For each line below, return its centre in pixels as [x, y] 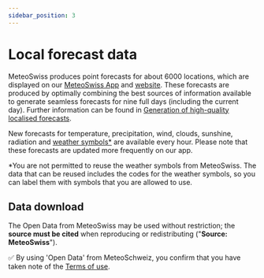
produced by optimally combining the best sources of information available [130, 93]
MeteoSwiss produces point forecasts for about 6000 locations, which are [129, 76]
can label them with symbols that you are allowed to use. [100, 182]
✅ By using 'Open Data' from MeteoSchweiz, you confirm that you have [125, 258]
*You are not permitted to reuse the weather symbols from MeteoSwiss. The [132, 165]
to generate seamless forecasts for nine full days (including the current [123, 101]
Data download [46, 207]
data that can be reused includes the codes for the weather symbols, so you [132, 173]
